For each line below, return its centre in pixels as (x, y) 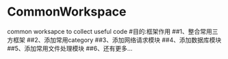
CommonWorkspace (67, 12)
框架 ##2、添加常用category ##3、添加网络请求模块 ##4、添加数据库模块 (117, 40)
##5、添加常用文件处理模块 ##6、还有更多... (70, 48)
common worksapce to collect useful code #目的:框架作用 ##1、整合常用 (110, 31)
